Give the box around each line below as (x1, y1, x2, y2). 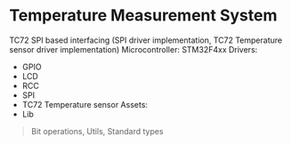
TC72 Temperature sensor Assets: (21, 99, 149, 109)
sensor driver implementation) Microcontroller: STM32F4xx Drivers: (9, 44, 258, 54)
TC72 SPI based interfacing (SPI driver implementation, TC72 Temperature (9, 35, 283, 45)
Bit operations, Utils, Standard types (30, 125, 164, 136)
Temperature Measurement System (9, 5, 278, 26)
